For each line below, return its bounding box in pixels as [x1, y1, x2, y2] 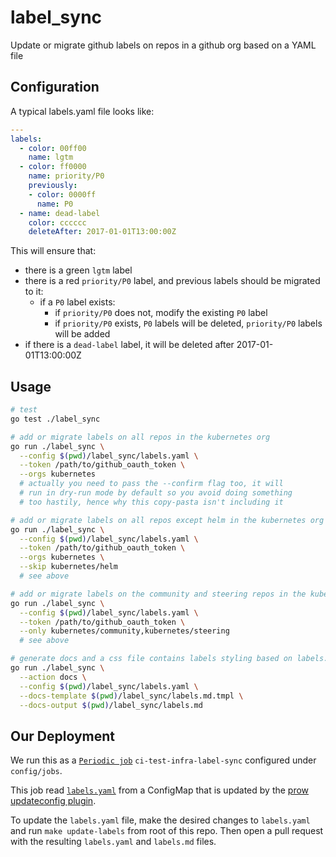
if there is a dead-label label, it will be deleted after [24, 339, 235, 351]
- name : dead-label [19, 208, 101, 218]
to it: [24, 286, 44, 298]
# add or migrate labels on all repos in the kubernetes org [10, 432, 271, 442]
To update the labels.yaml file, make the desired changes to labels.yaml [10, 814, 311, 826]
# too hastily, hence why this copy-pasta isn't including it [19, 497, 284, 507]
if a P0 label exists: [39, 296, 116, 308]
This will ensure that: [10, 245, 97, 257]
